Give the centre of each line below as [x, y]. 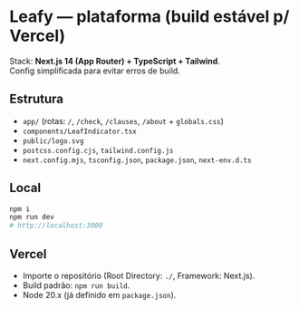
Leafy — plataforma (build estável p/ [149, 17]
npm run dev [32, 217]
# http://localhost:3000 [56, 226]
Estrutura [37, 99]
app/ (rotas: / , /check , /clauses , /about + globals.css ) [123, 121]
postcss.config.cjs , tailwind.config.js [98, 150]
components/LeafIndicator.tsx [80, 131]
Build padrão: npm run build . [76, 285]
